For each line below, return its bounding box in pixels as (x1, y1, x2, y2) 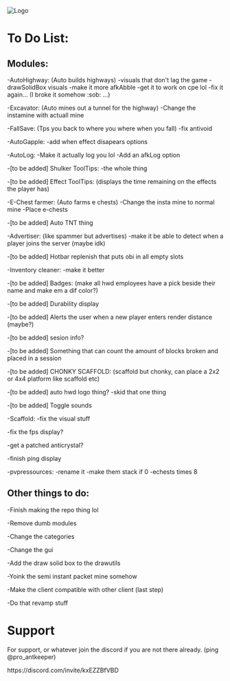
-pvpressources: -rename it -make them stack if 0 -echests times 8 (7, 468, 198, 476)
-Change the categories (7, 532, 75, 540)
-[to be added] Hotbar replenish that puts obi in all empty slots (7, 252, 184, 261)
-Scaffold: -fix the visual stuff (7, 415, 91, 422)
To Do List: (7, 31, 69, 46)
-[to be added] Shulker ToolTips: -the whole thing (7, 165, 148, 172)
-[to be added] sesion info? (7, 333, 84, 342)
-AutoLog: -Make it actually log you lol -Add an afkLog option (7, 151, 181, 159)
